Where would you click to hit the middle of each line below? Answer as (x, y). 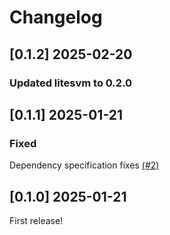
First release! (36, 220)
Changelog (56, 17)
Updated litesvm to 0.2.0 (71, 83)
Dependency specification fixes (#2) (84, 165)
